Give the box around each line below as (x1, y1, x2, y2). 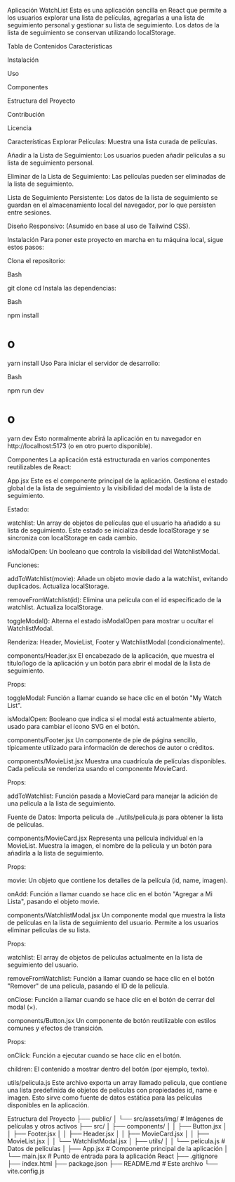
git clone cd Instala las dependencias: (7, 284, 117, 292)
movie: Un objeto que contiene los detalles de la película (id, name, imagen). (7, 876, 228, 884)
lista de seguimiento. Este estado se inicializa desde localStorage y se (7, 526, 210, 534)
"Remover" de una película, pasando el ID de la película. (7, 981, 170, 990)
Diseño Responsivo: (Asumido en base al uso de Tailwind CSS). (7, 222, 191, 230)
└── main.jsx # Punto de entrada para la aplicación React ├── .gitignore (7, 1152, 218, 1160)
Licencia (7, 124, 32, 132)
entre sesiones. (7, 208, 52, 217)
